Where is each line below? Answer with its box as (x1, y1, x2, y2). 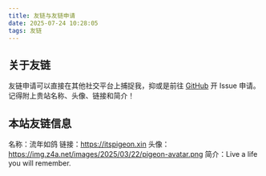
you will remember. (8, 158, 71, 168)
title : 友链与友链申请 (8, 11, 76, 20)
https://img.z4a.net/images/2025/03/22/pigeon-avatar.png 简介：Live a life (8, 150, 258, 158)
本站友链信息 (8, 117, 72, 130)
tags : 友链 (8, 26, 42, 34)
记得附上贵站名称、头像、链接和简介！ (8, 91, 135, 101)
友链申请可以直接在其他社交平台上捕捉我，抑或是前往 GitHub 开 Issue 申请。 (8, 81, 260, 90)
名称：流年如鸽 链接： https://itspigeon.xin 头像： (8, 139, 170, 149)
